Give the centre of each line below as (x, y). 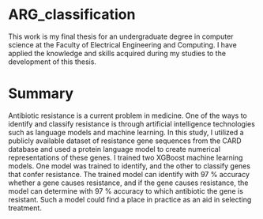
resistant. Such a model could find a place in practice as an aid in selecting (130, 199)
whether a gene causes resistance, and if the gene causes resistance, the (128, 183)
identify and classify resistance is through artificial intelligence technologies (131, 123)
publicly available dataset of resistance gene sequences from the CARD (125, 141)
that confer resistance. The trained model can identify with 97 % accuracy (129, 174)
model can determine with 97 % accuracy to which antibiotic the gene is (126, 191)
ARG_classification (72, 15)
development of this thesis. (53, 62)
